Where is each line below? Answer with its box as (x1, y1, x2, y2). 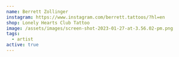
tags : (6, 31, 20, 37)
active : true (6, 42, 39, 48)
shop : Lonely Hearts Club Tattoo (6, 20, 90, 26)
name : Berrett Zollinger (6, 8, 68, 15)
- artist (11, 36, 34, 42)
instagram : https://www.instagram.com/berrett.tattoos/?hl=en (6, 14, 165, 20)
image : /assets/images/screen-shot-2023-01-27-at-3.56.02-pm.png (6, 25, 173, 31)
